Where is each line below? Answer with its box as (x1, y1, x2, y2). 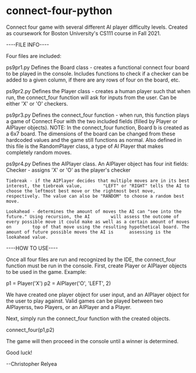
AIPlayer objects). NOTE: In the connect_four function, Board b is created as (6, 124, 189, 131)
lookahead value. (6, 234, 49, 240)
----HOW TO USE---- (6, 245, 59, 252)
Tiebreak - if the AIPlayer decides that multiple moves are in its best (6, 178, 190, 184)
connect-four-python (6, 4, 113, 18)
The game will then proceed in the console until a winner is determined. (6, 337, 179, 344)
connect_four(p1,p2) (6, 326, 54, 333)
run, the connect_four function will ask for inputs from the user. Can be (6, 94, 177, 101)
